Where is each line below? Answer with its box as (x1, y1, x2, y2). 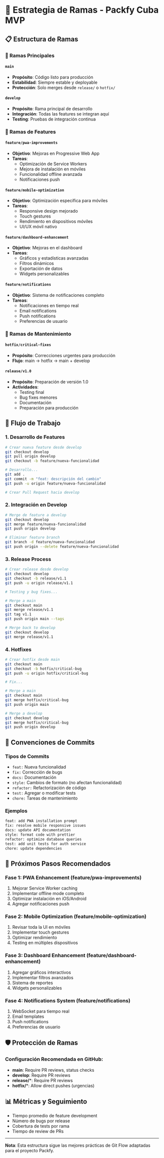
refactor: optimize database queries (5, 837, 82, 842)
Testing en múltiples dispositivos (12, 940, 78, 946)
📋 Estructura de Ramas (5, 35, 79, 43)
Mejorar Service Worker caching (12, 885, 78, 891)
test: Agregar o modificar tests (12, 790, 76, 796)
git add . (5, 472, 25, 477)
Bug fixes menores (19, 394, 58, 400)
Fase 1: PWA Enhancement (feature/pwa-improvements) (5, 874, 142, 881)
